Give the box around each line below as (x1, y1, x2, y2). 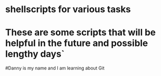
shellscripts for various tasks (5, 4, 131, 15)
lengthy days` (5, 48, 65, 60)
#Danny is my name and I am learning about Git (5, 65, 105, 71)
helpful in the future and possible (5, 37, 148, 49)
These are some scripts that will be (5, 27, 156, 39)
